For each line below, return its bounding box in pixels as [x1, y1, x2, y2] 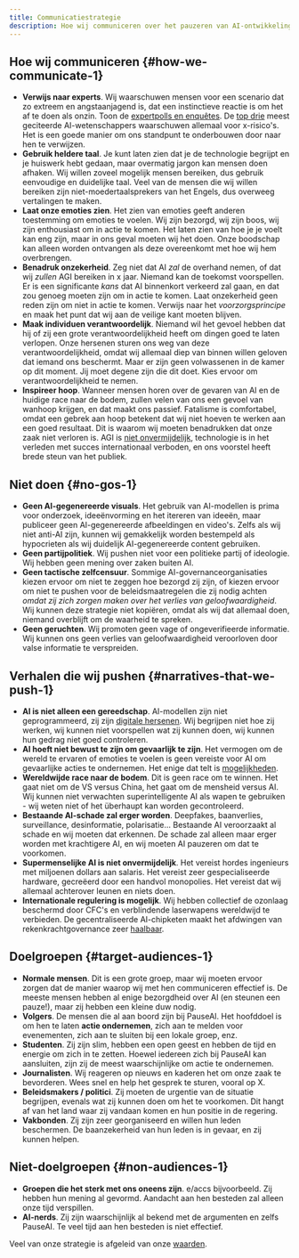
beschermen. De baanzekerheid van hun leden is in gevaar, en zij [21, 1124, 263, 1135]
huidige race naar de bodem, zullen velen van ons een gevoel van [21, 394, 264, 405]
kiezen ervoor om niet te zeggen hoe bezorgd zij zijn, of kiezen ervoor [21, 576, 279, 588]
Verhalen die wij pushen [9, 669, 146, 684]
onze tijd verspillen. [21, 1202, 94, 1213]
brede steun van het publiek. [21, 451, 127, 462]
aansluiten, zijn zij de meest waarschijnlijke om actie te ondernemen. [21, 1058, 274, 1068]
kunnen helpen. [21, 1133, 80, 1144]
